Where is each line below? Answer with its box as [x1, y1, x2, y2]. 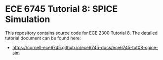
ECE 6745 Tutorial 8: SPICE [5, 3, 118, 15]
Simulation [5, 14, 50, 25]
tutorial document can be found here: [5, 35, 81, 41]
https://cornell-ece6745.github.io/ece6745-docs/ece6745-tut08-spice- [12, 44, 159, 50]
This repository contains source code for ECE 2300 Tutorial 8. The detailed [5, 30, 158, 36]
